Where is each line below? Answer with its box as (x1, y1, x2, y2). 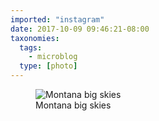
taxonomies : (10, 33, 60, 43)
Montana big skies (35, 99, 112, 111)
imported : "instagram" (10, 14, 105, 25)
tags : (19, 42, 43, 53)
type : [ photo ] (19, 61, 78, 71)
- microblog (28, 52, 78, 62)
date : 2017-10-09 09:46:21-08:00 (10, 24, 150, 34)
